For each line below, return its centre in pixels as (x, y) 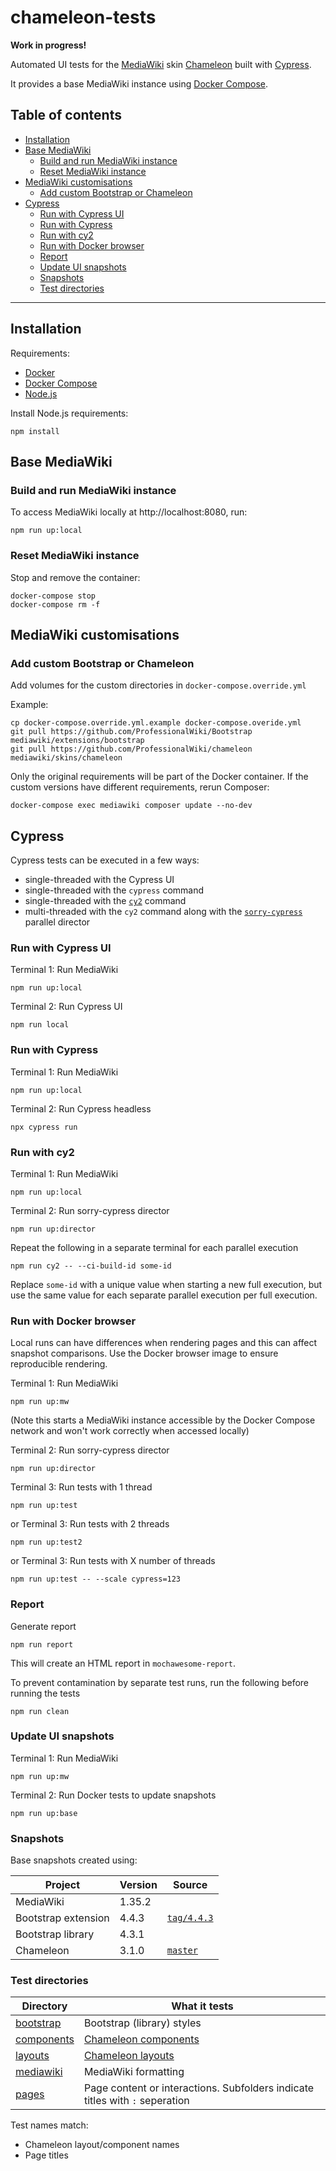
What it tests (202, 2006)
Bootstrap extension (62, 1918)
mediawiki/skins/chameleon (66, 758)
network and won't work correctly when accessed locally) (130, 1431)
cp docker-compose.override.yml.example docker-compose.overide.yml (156, 723)
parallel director (57, 922)
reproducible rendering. (59, 1364)
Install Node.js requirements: (69, 413)
